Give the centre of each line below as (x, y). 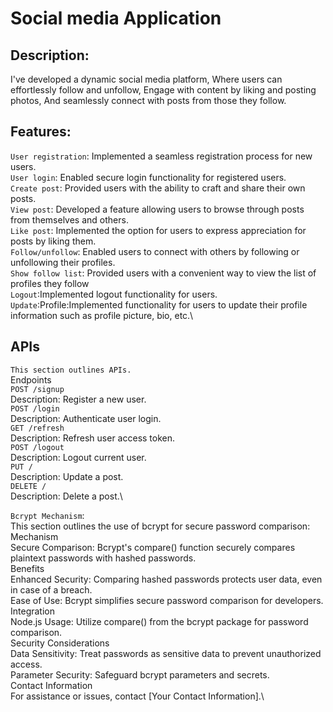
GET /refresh (37, 428)
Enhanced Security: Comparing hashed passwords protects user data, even (166, 579)
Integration (32, 611)
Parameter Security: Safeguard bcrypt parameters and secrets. (140, 674)
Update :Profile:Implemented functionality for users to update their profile (159, 304)
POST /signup (37, 389)
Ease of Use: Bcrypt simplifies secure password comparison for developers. (167, 600)
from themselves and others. (69, 219)
